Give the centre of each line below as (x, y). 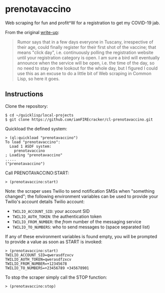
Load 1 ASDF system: (31, 146)
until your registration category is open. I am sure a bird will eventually (88, 57)
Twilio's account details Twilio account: (45, 202)
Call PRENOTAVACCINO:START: (37, 173)
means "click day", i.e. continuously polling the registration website (85, 52)
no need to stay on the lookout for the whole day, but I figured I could (87, 68)
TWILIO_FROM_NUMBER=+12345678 (36, 264)
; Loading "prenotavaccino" (34, 155)
